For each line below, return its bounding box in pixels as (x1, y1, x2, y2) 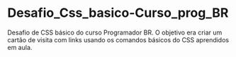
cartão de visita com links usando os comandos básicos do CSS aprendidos (7, 35, 229, 44)
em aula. (7, 43, 33, 51)
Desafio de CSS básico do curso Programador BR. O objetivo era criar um (7, 28, 223, 37)
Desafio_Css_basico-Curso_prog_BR (7, 5, 229, 21)
